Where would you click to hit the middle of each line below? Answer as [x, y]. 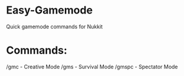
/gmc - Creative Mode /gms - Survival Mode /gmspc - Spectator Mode [92, 67]
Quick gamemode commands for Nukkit [55, 27]
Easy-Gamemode [50, 10]
